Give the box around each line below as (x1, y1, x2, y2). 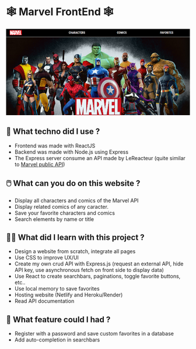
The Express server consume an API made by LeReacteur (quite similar (14, 154, 185, 161)
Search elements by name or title (14, 215, 94, 223)
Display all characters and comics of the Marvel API (14, 197, 139, 204)
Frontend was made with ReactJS (14, 142, 96, 149)
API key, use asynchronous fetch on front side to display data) (14, 267, 164, 274)
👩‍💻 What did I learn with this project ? (6, 232, 145, 242)
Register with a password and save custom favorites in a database (14, 330, 174, 337)
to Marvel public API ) (14, 161, 65, 168)
